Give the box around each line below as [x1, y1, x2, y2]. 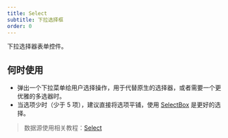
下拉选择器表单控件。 [7, 42, 67, 51]
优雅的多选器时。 [16, 92, 66, 100]
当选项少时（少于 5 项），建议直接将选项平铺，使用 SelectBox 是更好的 [16, 100, 216, 109]
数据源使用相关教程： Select [23, 124, 103, 132]
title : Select [7, 10, 48, 17]
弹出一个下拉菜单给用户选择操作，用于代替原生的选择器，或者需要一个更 [16, 83, 221, 92]
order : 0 [7, 23, 32, 29]
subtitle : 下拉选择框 [7, 16, 64, 23]
